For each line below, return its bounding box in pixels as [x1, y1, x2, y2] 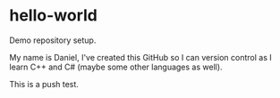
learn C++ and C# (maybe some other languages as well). [9, 61, 223, 72]
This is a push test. [9, 78, 79, 89]
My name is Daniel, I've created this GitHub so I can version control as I [9, 52, 273, 62]
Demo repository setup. [9, 35, 97, 45]
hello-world [9, 5, 98, 26]
